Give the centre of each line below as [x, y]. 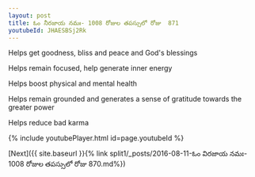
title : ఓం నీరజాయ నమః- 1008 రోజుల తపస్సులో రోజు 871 [94, 23]
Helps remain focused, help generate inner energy [90, 68]
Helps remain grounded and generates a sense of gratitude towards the [125, 99]
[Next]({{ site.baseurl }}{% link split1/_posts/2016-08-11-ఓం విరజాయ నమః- [128, 154]
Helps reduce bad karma [49, 123]
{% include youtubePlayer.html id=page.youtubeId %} [96, 138]
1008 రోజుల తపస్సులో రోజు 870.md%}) [67, 164]
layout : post [30, 15]
